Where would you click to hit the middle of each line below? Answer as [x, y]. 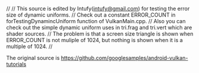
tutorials [16, 64]
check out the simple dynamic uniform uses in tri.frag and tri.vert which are [99, 27]
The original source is [33, 58]
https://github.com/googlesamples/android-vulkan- [124, 58]
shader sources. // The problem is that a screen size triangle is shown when [100, 34]
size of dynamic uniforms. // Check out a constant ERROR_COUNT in [91, 15]
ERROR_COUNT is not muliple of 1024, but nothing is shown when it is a [94, 40]
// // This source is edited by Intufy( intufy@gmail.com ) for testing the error [98, 9]
